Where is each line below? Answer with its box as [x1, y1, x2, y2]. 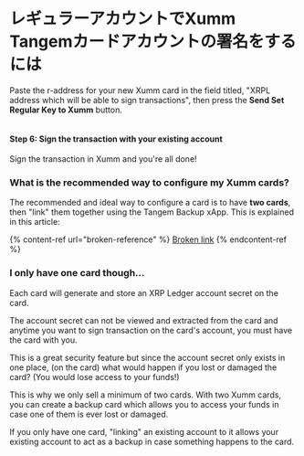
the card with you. [9, 334, 78, 345]
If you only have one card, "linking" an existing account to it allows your [9, 426, 279, 437]
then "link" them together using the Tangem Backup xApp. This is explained [9, 207, 295, 217]
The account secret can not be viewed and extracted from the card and [9, 314, 278, 325]
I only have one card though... [9, 267, 145, 280]
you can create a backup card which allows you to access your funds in [9, 398, 279, 409]
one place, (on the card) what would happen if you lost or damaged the [9, 362, 278, 373]
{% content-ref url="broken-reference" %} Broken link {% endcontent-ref [9, 234, 288, 245]
